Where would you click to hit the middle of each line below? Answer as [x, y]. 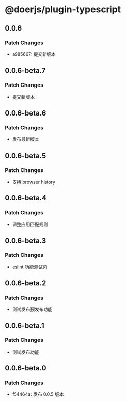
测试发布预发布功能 [32, 309]
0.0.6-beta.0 [25, 368]
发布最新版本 [25, 139]
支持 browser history [34, 182]
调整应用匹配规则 [30, 224]
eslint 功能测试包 [29, 267]
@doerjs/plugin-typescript [63, 9]
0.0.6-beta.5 [25, 155]
